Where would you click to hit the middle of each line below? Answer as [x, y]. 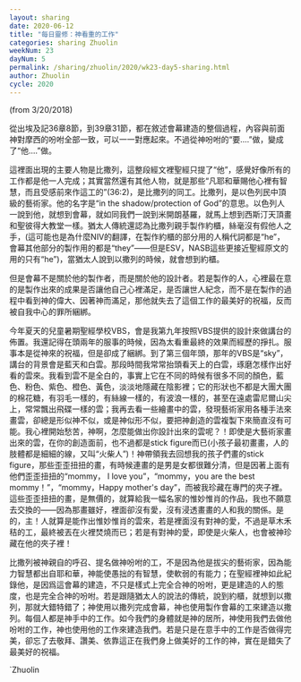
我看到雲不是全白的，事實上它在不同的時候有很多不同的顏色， [162, 375]
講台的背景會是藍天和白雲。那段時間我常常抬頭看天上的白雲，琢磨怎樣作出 [146, 364]
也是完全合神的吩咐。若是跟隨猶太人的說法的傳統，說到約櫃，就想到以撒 [158, 595]
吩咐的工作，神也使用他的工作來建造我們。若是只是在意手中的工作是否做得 [146, 629]
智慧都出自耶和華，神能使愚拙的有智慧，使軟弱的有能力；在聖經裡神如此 [150, 573]
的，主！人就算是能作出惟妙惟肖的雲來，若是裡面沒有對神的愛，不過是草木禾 [150, 521]
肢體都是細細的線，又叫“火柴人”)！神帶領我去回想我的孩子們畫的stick [137, 454]
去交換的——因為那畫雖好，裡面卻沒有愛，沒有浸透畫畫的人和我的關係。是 [146, 509]
